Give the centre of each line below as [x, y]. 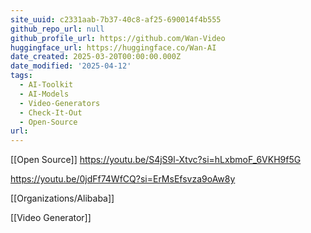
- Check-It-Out [51, 112]
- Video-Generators [60, 103]
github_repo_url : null [57, 29]
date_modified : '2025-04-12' [71, 66]
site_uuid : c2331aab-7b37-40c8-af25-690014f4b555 [116, 19]
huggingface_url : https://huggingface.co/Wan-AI [113, 47]
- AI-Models [44, 94]
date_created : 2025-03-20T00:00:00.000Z [96, 57]
